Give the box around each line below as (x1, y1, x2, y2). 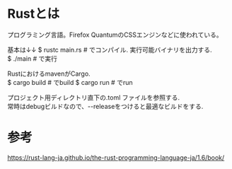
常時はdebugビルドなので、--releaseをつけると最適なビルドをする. (7, 102, 204, 110)
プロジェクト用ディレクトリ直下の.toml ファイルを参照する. (7, 93, 180, 102)
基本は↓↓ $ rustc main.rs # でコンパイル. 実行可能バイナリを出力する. (7, 45, 212, 54)
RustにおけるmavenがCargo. (7, 69, 91, 78)
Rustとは (7, 6, 60, 22)
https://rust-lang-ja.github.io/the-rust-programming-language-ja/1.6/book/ (7, 153, 225, 162)
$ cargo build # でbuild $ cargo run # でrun (7, 78, 133, 86)
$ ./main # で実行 (7, 54, 58, 63)
